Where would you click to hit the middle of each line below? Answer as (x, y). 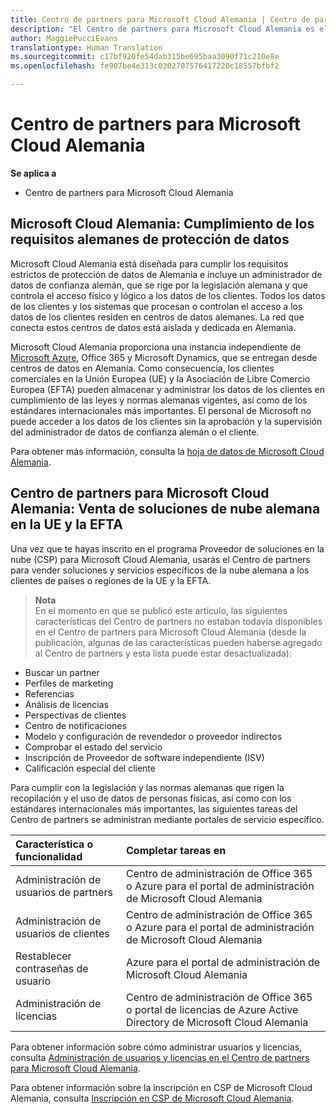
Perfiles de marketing (69, 683)
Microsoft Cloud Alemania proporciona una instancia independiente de (156, 347)
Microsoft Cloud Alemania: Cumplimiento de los (162, 224)
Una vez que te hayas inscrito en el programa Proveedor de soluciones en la (167, 548)
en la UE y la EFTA (66, 524)
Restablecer (43, 956)
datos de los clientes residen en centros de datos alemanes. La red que (157, 317)
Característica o (54, 844)
